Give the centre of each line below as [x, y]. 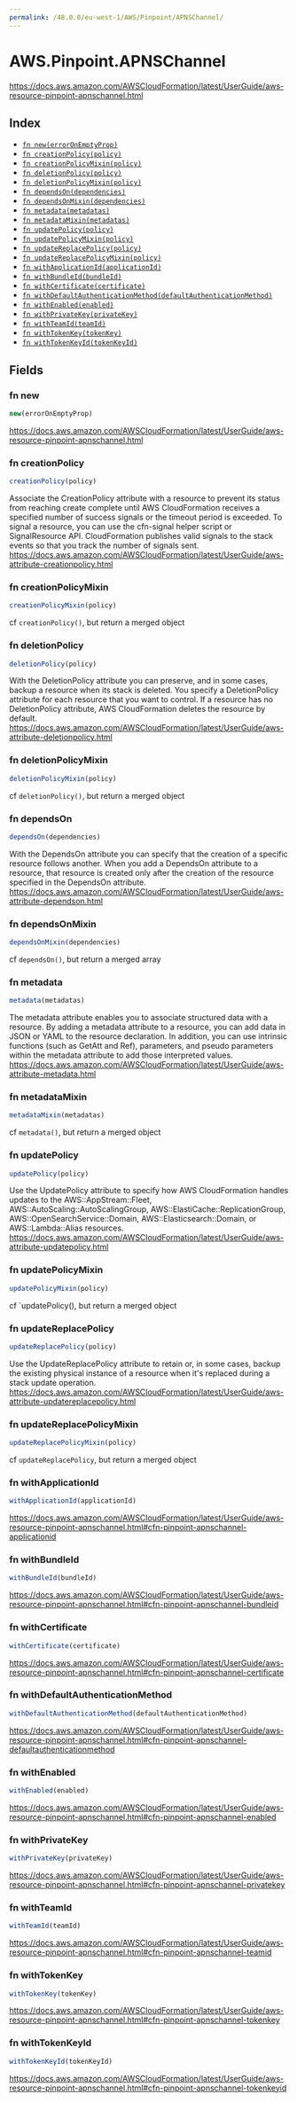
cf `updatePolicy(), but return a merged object [93, 1305]
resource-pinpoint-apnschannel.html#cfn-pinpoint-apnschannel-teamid [141, 1952]
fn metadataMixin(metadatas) [76, 221]
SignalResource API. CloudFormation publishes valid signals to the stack [141, 536]
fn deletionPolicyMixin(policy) [82, 183]
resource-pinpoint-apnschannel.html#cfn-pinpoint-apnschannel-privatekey [147, 1885]
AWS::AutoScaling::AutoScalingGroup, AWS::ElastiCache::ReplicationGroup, [148, 1209]
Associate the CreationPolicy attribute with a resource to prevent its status [145, 498]
